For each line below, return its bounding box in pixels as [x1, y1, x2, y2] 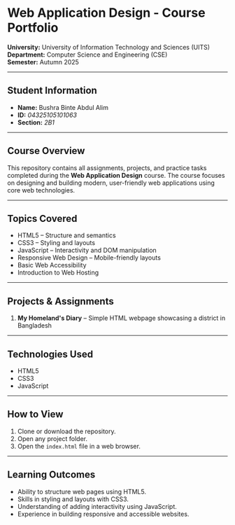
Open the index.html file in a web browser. [17, 442, 141, 450]
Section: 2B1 [17, 118, 55, 127]
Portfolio [7, 20, 59, 36]
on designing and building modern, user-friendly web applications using [7, 178, 215, 187]
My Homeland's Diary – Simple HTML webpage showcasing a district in [17, 314, 226, 323]
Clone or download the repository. [17, 427, 117, 435]
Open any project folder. [17, 434, 87, 442]
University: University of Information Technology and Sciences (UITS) [7, 43, 211, 51]
